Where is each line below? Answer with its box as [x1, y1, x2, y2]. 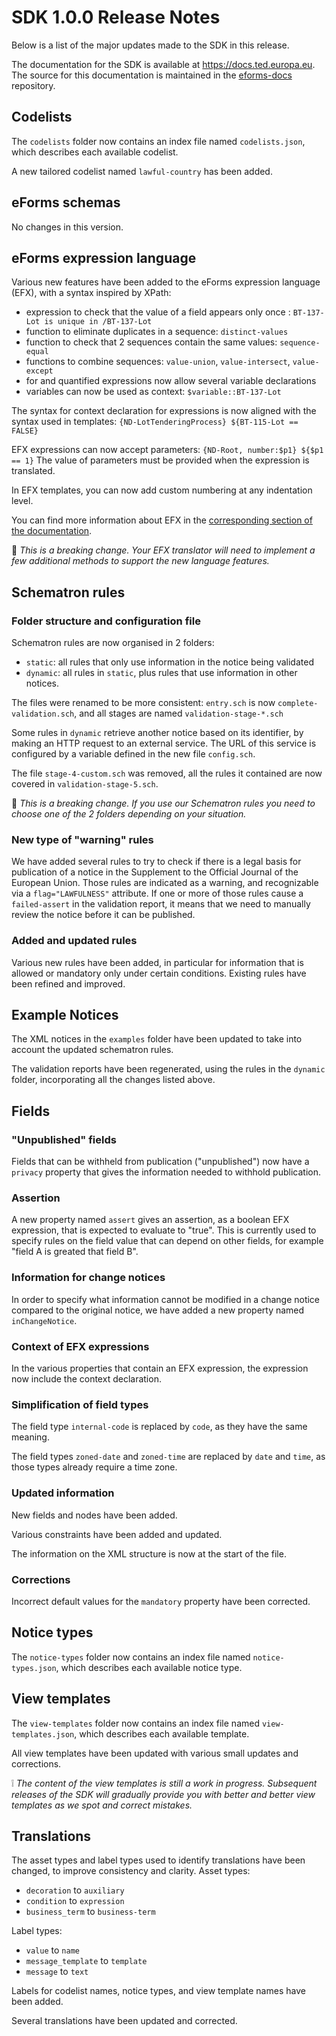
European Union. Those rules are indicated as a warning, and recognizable [11, 877, 319, 889]
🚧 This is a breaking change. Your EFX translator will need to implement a [11, 544, 316, 556]
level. [11, 495, 34, 507]
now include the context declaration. [11, 1373, 162, 1385]
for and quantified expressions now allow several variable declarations [25, 375, 317, 387]
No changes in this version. [11, 221, 124, 233]
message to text [25, 1966, 89, 1978]
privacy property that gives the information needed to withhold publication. [11, 1166, 321, 1178]
